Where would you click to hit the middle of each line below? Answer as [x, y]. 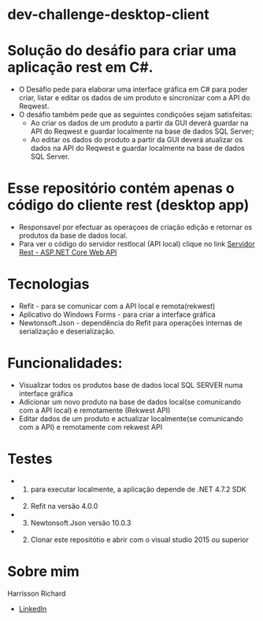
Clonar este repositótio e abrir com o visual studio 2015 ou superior [140, 540]
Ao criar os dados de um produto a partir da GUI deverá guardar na [139, 123]
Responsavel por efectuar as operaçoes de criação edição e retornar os [135, 228]
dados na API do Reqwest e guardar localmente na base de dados [137, 149]
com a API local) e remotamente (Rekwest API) [94, 410]
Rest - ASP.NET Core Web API [68, 252]
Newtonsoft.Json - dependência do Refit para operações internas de [130, 323]
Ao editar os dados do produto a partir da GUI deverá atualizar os [137, 140]
